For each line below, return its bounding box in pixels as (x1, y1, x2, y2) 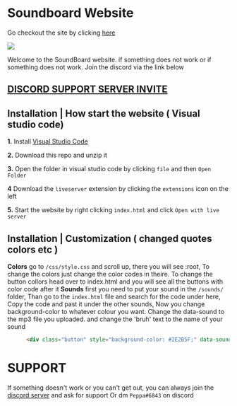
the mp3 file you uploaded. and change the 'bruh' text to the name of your (7, 315, 223, 323)
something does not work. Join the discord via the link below (7, 62, 185, 71)
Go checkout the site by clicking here (7, 28, 116, 37)
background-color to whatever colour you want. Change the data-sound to (7, 307, 224, 315)
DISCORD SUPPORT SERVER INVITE (7, 83, 168, 95)
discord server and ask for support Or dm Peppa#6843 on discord (7, 390, 194, 399)
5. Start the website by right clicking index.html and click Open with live (7, 206, 220, 214)
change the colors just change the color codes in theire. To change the (7, 269, 213, 278)
